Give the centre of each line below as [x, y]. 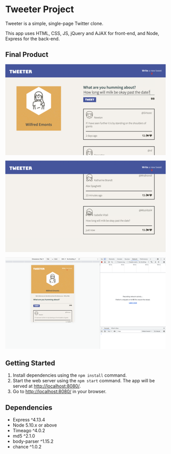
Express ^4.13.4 [29, 420]
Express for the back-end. [33, 39]
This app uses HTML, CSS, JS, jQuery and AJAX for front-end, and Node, [82, 33]
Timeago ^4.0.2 [29, 431]
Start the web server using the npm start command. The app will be [84, 381]
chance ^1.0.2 [27, 447]
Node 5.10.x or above [35, 425]
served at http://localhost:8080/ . [47, 386]
